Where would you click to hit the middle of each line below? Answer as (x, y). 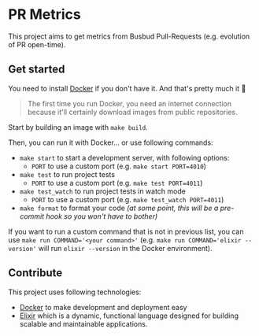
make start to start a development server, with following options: (124, 157)
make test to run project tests (67, 174)
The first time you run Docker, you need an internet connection (129, 103)
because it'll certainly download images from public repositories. (132, 112)
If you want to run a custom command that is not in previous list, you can (126, 231)
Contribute (35, 273)
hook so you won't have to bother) (102, 216)
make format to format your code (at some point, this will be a (119, 208)
